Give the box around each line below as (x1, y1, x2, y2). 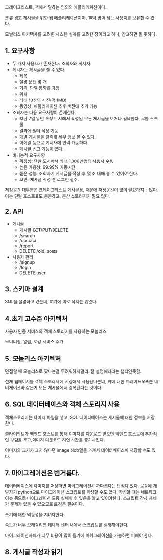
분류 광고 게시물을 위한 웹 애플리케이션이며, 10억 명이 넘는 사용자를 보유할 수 (5, 15, 150, 20)
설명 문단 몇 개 (19, 79, 47, 84)
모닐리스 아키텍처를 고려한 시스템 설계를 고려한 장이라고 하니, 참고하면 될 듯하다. (5, 31, 157, 37)
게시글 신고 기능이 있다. (19, 146, 64, 152)
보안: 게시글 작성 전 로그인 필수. (19, 176, 79, 182)
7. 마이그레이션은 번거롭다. (5, 469, 80, 477)
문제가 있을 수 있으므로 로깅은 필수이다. (10, 501, 84, 507)
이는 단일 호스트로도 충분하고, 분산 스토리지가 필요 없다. (5, 193, 110, 199)
